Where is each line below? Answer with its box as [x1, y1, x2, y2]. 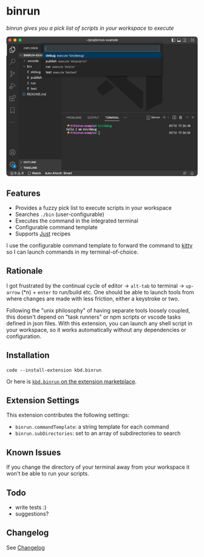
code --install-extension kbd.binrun [6, 367, 102, 373]
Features [6, 188, 41, 198]
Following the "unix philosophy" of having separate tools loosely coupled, [6, 306, 191, 314]
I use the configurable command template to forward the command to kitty [6, 241, 193, 249]
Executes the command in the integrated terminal [15, 217, 138, 224]
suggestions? [15, 510, 49, 517]
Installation [6, 350, 50, 361]
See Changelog [6, 544, 46, 551]
